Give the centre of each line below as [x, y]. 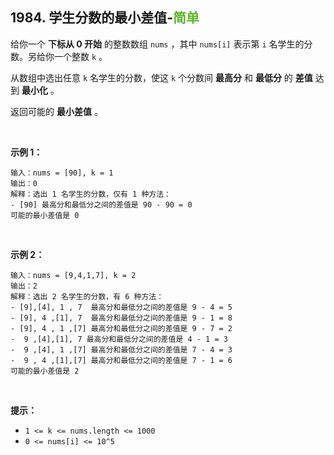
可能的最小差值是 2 [45, 371]
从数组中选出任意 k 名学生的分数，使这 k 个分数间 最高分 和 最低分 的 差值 [161, 77]
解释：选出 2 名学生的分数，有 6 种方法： [87, 296]
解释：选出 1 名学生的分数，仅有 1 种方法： [91, 194]
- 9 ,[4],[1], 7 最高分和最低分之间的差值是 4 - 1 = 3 [119, 339]
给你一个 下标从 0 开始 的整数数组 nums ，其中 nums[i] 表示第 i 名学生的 [157, 44]
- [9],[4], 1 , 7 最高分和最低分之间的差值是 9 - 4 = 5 [121, 307]
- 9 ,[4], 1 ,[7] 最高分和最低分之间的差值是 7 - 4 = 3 [121, 349]
